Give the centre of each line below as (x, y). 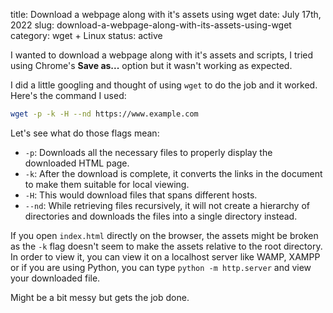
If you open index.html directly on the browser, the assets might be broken (164, 235)
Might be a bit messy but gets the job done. (100, 297)
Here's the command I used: (68, 95)
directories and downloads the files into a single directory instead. (161, 216)
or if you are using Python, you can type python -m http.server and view (161, 267)
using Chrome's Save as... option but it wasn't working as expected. (151, 65)
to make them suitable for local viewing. (107, 184)
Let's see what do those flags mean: (85, 133)
